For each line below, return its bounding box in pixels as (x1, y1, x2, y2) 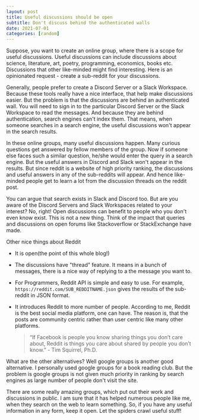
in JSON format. (30, 292, 70, 299)
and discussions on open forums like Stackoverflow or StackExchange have (6, 220, 192, 228)
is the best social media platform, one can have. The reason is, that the (14, 310, 188, 317)
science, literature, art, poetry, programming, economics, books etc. (6, 60, 173, 67)
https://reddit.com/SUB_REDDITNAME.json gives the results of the (14, 286, 174, 293)
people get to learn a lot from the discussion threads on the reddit (26, 178, 187, 185)
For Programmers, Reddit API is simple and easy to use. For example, (14, 279, 184, 286)
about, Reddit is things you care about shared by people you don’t (29, 340, 191, 348)
